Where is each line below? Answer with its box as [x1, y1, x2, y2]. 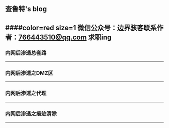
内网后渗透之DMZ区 [5, 70, 54, 77]
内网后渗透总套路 [5, 49, 47, 56]
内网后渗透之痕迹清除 [5, 110, 57, 117]
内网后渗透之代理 [5, 90, 47, 97]
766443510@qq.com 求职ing [18, 33, 112, 41]
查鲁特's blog [5, 5, 47, 14]
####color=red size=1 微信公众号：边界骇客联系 [5, 23, 157, 32]
